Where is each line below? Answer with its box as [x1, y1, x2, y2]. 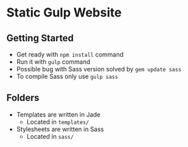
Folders [6, 92, 40, 104]
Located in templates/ [26, 117, 90, 126]
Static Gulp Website [6, 5, 122, 21]
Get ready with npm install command [16, 50, 124, 58]
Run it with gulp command [16, 58, 91, 66]
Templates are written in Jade [16, 110, 101, 118]
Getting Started [6, 32, 74, 44]
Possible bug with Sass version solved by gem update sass [16, 65, 182, 73]
